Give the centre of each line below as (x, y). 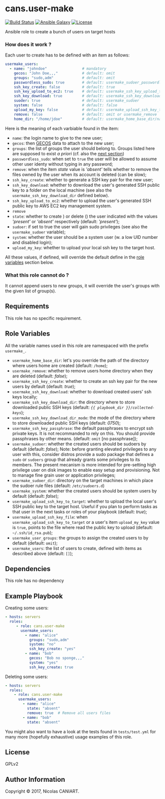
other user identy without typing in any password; (63, 164)
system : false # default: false (66, 105)
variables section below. (29, 262)
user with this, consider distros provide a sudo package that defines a (83, 454)
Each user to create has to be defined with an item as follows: (68, 55)
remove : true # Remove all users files (69, 713)
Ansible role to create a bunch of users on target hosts (60, 31)
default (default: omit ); (35, 543)
